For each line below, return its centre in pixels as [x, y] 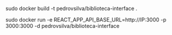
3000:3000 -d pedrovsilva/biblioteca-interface [62, 26]
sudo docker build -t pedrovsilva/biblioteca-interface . [72, 8]
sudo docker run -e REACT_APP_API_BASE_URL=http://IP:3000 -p [86, 20]
